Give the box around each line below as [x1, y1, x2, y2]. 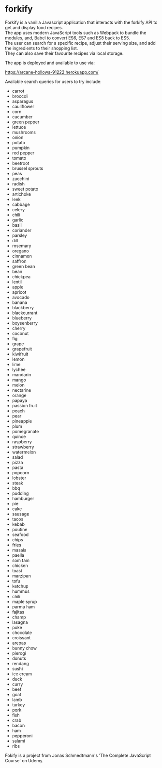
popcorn [12, 469, 29, 475]
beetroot [12, 160, 29, 166]
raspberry [12, 438, 32, 445]
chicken [12, 562, 28, 568]
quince [12, 434, 26, 439]
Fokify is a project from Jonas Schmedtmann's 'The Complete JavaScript [5, 752, 151, 758]
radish [12, 181, 25, 186]
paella [12, 552, 25, 558]
